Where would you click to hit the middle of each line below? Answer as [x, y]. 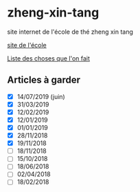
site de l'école [27, 45]
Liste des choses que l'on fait [49, 58]
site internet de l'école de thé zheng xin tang [70, 32]
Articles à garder [44, 80]
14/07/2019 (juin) [41, 96]
